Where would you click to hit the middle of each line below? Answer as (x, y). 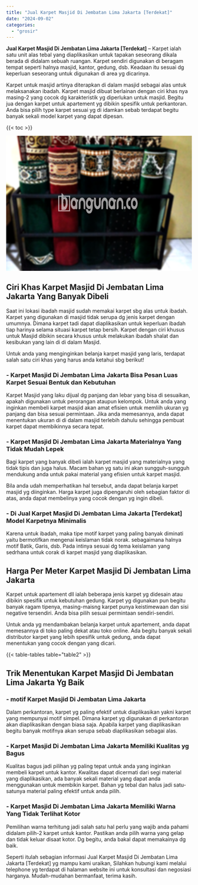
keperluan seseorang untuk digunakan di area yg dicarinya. (78, 74)
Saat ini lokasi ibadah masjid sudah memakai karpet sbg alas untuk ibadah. (97, 311)
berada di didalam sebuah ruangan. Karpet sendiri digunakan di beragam (95, 61)
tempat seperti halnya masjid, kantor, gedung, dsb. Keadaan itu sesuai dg (95, 67)
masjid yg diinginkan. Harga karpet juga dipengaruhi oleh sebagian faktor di (98, 492)
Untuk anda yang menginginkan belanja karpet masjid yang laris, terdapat (95, 353)
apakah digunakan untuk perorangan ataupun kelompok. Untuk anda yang (96, 401)
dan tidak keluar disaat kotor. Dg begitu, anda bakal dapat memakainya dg (96, 839)
